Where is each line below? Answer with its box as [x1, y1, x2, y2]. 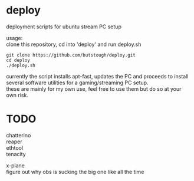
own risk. [6, 91, 28, 98]
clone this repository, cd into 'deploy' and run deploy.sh [6, 41, 142, 48]
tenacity [6, 150, 26, 157]
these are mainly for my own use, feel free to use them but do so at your [6, 85, 182, 92]
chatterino [6, 131, 31, 139]
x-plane [6, 162, 25, 169]
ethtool [6, 144, 24, 151]
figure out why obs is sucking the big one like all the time [6, 168, 144, 175]
